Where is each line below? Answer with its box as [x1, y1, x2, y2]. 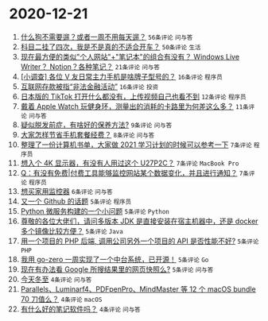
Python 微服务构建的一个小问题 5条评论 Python [20, 206, 169, 215]
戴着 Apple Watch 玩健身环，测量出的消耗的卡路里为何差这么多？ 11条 [20, 101, 249, 111]
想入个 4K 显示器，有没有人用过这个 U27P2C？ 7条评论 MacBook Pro [20, 158, 239, 168]
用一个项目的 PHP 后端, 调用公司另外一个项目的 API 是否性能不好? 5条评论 [20, 236, 259, 246]
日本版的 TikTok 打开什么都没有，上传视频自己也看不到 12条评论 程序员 [20, 91, 247, 101]
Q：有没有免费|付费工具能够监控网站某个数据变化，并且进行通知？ [20, 168, 238, 177]
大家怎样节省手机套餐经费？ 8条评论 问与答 [20, 130, 155, 139]
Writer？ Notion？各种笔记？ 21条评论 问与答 [20, 61, 160, 72]
